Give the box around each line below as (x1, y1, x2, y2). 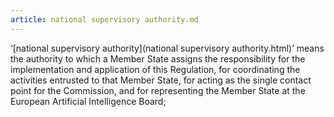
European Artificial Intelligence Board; (10, 95, 167, 107)
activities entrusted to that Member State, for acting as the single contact (10, 74, 312, 86)
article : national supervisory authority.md (10, 14, 199, 25)
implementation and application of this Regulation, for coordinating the (10, 63, 301, 75)
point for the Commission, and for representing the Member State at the (10, 84, 306, 96)
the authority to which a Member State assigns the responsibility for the (10, 52, 306, 65)
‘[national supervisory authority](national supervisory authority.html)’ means (10, 42, 325, 54)
